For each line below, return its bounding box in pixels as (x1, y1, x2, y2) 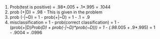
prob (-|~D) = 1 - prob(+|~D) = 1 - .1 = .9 (9, 14, 90, 20)
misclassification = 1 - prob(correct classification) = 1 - (9, 19, 120, 25)
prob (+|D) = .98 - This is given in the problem (9, 9, 102, 15)
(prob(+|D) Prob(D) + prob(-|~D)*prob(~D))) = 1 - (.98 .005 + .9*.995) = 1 (9, 25, 156, 30)
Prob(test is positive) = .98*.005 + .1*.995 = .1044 (9, 4, 111, 10)
